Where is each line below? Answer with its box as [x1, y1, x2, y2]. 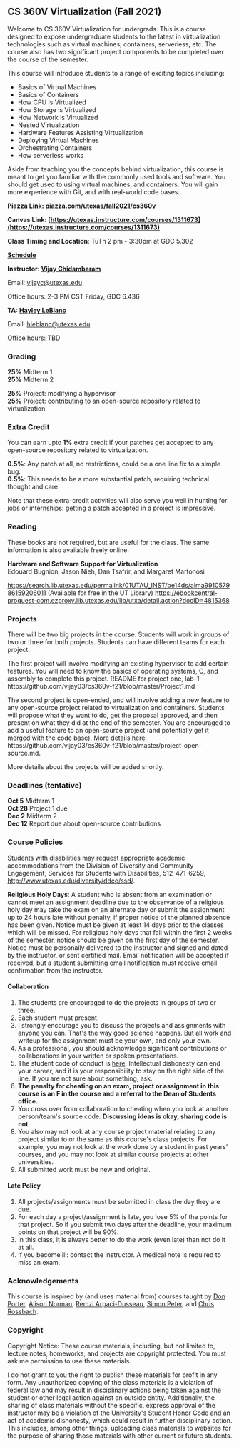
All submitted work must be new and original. [17, 1165, 151, 1173]
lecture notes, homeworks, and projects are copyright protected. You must [7, 1349, 227, 1358]
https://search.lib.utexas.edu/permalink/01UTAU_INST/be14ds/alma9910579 [7, 581, 230, 589]
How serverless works [17, 151, 84, 159]
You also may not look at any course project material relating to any [17, 1127, 216, 1136]
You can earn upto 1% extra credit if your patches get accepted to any [7, 439, 214, 447]
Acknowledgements [7, 1276, 79, 1286]
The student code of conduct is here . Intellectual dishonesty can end [17, 1058, 221, 1067]
